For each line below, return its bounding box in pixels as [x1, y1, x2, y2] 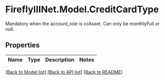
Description [45, 56, 74, 63]
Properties [5, 41, 40, 50]
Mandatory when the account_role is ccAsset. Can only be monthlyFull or [5, 21, 160, 27]
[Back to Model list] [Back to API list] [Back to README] [5, 69, 123, 75]
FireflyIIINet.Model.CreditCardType [5, 4, 159, 15]
